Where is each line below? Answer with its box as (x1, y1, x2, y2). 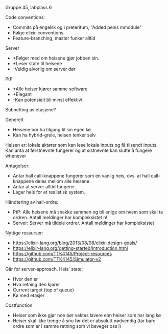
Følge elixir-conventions (12, 30, 64, 35)
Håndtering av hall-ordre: (5, 199, 59, 205)
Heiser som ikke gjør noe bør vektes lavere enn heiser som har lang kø (12, 312, 161, 318)
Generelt (5, 116, 24, 123)
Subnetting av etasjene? (5, 107, 56, 112)
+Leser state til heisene (12, 61, 62, 66)
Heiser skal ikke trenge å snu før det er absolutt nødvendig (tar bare (12, 318, 156, 324)
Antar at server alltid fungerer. (12, 184, 77, 189)
